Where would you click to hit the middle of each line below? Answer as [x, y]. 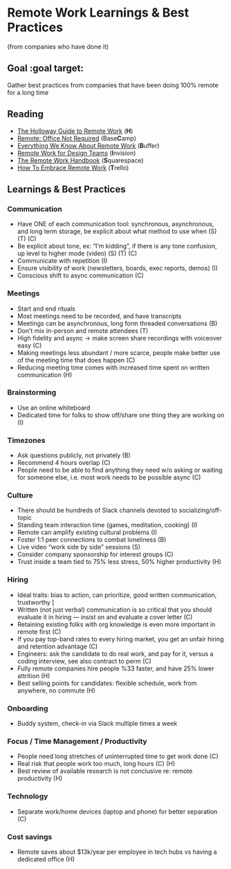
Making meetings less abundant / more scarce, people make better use [119, 353]
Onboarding [28, 708]
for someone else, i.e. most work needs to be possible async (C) [109, 477]
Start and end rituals [46, 309]
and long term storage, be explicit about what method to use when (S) [117, 231]
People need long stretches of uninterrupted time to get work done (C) [118, 756]
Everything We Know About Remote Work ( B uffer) [88, 145]
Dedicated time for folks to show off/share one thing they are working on [121, 415]
